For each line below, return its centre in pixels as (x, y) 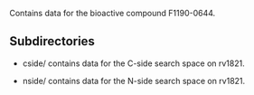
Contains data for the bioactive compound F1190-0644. (113, 13)
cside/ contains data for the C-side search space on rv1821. (134, 63)
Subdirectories (52, 41)
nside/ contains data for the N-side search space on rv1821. (134, 81)
